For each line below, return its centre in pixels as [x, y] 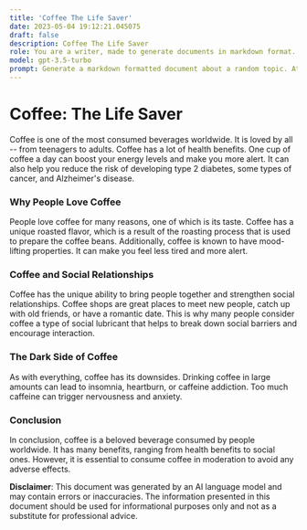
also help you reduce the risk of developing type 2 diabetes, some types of [151, 168]
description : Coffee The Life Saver [79, 43]
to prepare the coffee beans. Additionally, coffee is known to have [133, 241]
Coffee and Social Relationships [82, 275]
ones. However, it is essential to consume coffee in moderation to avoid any [152, 459]
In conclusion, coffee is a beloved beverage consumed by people [132, 440]
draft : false [34, 35]
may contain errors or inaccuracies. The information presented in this [140, 496]
